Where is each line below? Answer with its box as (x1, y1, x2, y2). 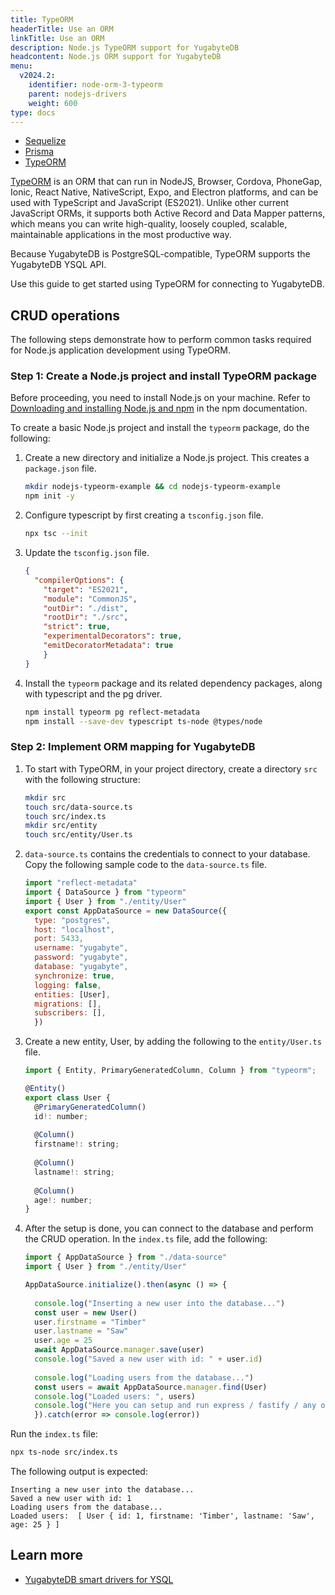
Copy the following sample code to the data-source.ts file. (24, 859, 267, 871)
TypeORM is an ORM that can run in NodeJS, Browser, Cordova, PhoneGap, (10, 176, 323, 188)
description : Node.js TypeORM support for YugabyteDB (10, 42, 240, 53)
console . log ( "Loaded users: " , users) (34, 1391, 196, 1401)
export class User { (24, 1092, 111, 1103)
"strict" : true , (43, 622, 111, 632)
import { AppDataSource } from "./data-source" (24, 1252, 227, 1263)
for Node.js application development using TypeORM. (10, 344, 231, 356)
